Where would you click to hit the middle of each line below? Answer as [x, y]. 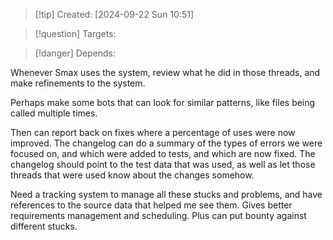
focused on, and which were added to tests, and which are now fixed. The [163, 153]
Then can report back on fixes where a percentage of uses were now [153, 132]
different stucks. [44, 226]
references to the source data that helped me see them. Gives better [151, 205]
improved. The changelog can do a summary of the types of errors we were [166, 143]
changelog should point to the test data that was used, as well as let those [163, 164]
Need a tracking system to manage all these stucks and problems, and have [166, 194]
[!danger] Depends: [75, 53]
